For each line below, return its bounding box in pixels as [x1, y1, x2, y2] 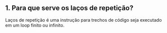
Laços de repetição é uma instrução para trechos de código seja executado [5, 17, 162, 23]
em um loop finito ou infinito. [5, 22, 64, 28]
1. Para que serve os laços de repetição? [5, 4, 134, 12]
